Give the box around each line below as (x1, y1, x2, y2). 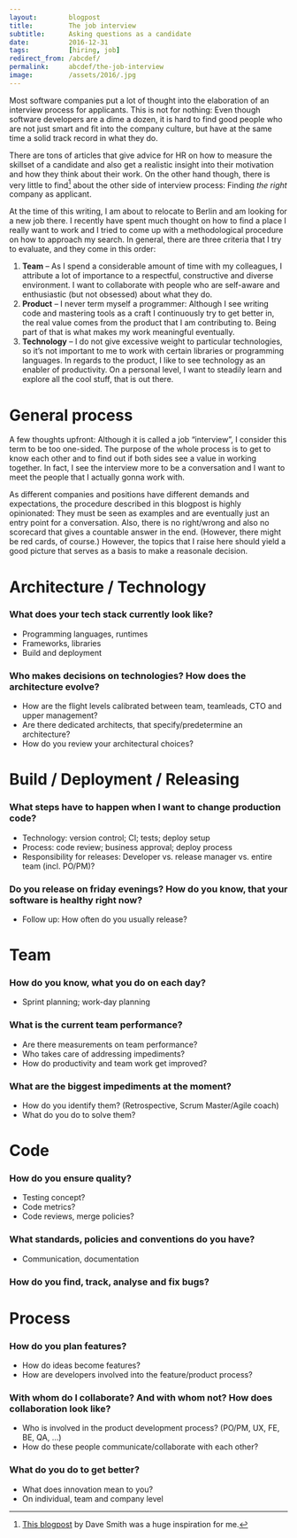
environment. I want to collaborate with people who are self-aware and (21, 280, 280, 291)
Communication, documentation (21, 1253, 140, 1264)
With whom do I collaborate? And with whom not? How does (9, 1392, 273, 1404)
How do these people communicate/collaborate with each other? (21, 1441, 259, 1452)
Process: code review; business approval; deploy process (21, 841, 232, 852)
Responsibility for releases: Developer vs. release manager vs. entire (21, 851, 272, 862)
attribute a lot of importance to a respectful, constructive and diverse (21, 270, 274, 281)
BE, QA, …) (21, 1433, 62, 1443)
